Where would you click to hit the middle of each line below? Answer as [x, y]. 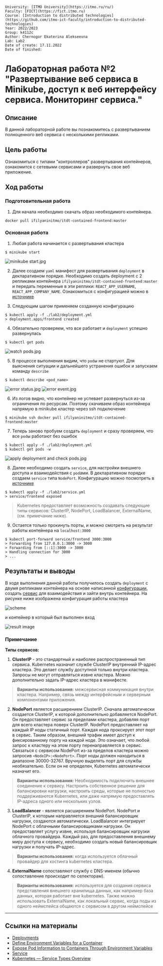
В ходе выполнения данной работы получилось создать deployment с [77, 583]
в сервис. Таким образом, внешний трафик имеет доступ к [73, 735]
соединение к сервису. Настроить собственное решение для [81, 786]
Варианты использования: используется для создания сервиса [84, 885]
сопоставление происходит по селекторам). [58, 876]
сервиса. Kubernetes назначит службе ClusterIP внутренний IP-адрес [84, 664]
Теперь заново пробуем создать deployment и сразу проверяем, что [83, 431]
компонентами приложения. [46, 699]
